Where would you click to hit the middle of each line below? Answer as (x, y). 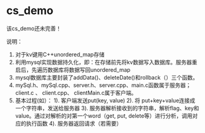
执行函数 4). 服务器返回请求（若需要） (74, 123)
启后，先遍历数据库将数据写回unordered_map (73, 70)
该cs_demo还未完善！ (34, 28)
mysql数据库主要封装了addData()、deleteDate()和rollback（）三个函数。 (106, 77)
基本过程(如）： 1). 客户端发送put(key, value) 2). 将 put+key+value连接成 (105, 100)
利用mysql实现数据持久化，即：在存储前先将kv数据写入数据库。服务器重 (106, 62)
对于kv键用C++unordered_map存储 (60, 54)
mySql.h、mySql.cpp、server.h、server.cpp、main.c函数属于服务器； (103, 85)
